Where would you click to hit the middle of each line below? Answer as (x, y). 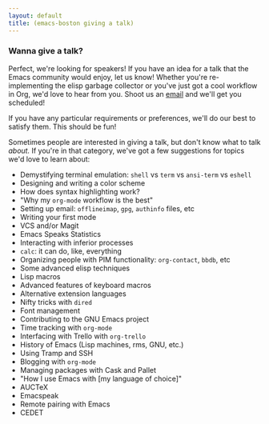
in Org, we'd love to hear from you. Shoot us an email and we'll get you (125, 94)
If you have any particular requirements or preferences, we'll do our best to (132, 118)
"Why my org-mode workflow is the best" (86, 200)
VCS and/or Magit (49, 226)
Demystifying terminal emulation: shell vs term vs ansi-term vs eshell (136, 174)
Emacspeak (39, 395)
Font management (50, 310)
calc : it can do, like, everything (71, 251)
